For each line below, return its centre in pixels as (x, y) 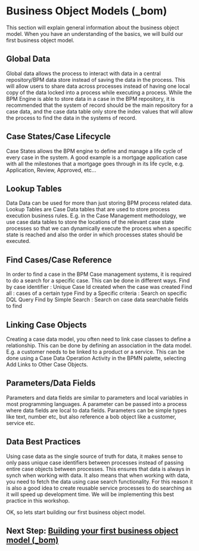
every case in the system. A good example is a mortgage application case (97, 157)
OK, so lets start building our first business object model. (76, 512)
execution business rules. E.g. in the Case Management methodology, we (96, 216)
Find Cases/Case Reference (59, 260)
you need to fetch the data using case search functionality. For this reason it (99, 481)
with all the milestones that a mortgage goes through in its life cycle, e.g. (95, 164)
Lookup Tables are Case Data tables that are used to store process (88, 210)
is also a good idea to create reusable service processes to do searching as (99, 488)
